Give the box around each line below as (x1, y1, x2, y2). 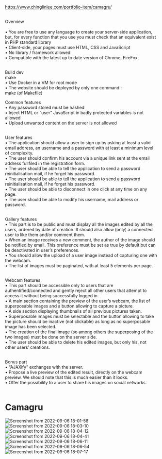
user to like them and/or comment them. (5, 232, 85, 238)
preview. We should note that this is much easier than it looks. (5, 374, 129, 380)
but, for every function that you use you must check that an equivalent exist (5, 34, 156, 40)
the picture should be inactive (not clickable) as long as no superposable (5, 319, 150, 324)
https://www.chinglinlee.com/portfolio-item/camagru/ (5, 4, 112, 10)
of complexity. (5, 150, 34, 156)
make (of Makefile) (5, 90, 43, 96)
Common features (5, 100, 41, 105)
